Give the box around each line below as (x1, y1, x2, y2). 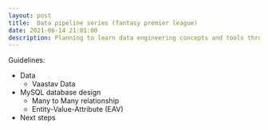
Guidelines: (8, 55, 45, 65)
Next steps (19, 113, 56, 123)
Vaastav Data (31, 79, 76, 89)
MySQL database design (19, 88, 101, 97)
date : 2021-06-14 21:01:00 (8, 26, 98, 34)
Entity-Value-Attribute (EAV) (31, 105, 124, 114)
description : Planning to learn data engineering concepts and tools (8, 33, 245, 42)
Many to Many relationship (31, 96, 120, 105)
